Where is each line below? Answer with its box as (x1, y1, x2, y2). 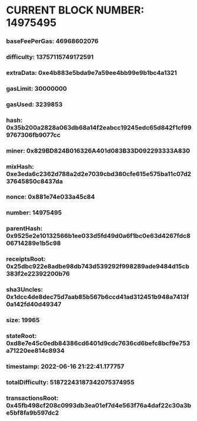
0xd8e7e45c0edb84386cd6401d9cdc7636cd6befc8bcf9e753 (6, 339, 191, 347)
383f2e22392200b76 (6, 270, 70, 278)
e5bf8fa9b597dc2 (6, 409, 59, 417)
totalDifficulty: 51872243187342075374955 (6, 378, 135, 386)
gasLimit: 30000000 (6, 84, 68, 92)
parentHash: (6, 224, 43, 233)
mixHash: (6, 163, 34, 171)
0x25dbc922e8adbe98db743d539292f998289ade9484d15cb (6, 263, 190, 271)
